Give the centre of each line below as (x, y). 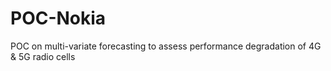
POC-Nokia (58, 18)
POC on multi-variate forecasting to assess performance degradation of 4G (166, 46)
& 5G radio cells (43, 56)
